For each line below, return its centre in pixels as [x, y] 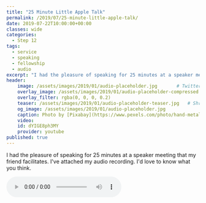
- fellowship [29, 63]
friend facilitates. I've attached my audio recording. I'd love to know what [98, 161]
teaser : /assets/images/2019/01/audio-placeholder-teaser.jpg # [104, 103]
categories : [21, 35]
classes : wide [25, 29]
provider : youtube [41, 132]
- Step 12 [24, 40]
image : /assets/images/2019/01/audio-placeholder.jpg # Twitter [109, 86]
